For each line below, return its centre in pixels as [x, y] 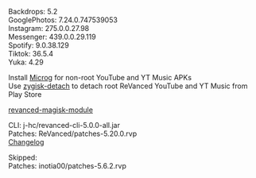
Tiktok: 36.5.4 [31, 54]
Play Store [25, 94]
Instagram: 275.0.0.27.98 [49, 28]
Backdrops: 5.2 [33, 12]
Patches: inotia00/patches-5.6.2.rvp [68, 166]
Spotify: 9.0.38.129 [39, 45]
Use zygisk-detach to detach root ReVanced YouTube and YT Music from [128, 86]
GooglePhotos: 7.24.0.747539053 [63, 20]
